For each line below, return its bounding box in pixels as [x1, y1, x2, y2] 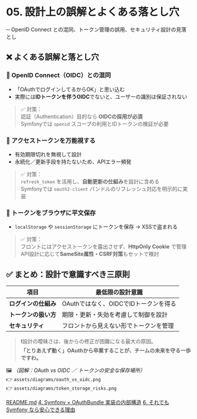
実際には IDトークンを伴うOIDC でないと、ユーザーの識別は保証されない [14, 93, 188, 100]
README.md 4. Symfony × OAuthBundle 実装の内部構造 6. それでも [6, 399, 169, 406]
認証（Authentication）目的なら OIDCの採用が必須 [20, 113, 143, 120]
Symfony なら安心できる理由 [6, 406, 75, 413]
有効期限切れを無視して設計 [14, 150, 82, 157]
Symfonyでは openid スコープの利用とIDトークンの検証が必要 [20, 120, 169, 127]
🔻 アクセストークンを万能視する [6, 136, 96, 145]
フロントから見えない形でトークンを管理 [62, 321, 175, 330]
